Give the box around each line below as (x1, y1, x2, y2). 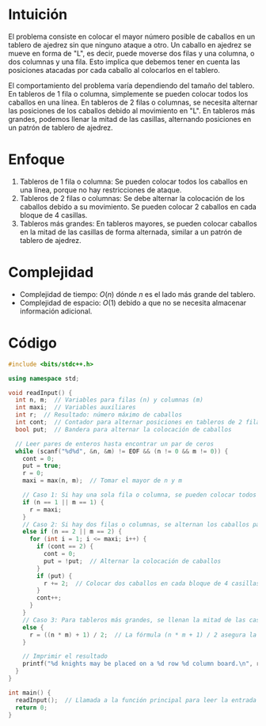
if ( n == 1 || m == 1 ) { (22, 498, 104, 506)
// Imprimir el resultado (22, 652, 108, 660)
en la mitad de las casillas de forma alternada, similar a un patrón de (19, 227, 243, 237)
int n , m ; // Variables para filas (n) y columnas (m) (15, 396, 203, 405)
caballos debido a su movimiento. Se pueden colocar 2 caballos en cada (19, 202, 257, 211)
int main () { (8, 689, 51, 697)
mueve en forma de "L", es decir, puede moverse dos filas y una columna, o (8, 48, 255, 58)
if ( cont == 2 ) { (36, 542, 93, 551)
